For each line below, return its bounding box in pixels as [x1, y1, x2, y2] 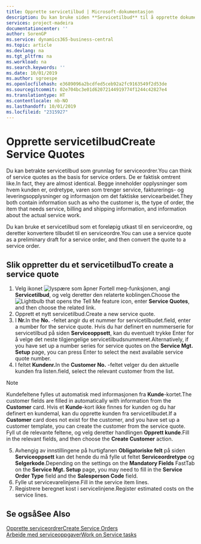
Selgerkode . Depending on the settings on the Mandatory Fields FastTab [14, 460, 195, 467]
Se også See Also [6, 509, 71, 519]
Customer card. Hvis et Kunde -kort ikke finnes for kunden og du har [6, 403, 176, 411]
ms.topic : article [6, 42, 52, 48]
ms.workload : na [6, 59, 47, 65]
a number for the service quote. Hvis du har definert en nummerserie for [14, 323, 194, 330]
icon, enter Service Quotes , [120, 297, 190, 305]
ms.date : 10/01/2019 [6, 70, 58, 76]
